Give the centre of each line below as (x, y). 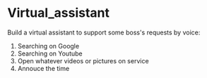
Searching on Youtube (50, 53)
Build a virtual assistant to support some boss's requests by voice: (104, 32)
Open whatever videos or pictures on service (83, 60)
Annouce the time (43, 68)
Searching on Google (48, 46)
